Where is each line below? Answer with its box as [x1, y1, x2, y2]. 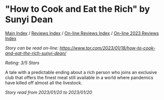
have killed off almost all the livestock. [5, 80, 83, 86]
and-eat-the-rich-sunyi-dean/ [5, 50, 66, 56]
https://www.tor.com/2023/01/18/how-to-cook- [59, 45, 156, 51]
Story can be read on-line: [5, 45, 59, 51]
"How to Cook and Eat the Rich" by [5, 3, 150, 15]
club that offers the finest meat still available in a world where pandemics [5, 74, 154, 80]
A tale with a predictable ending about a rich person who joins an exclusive [5, 69, 158, 75]
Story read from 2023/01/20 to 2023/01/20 [5, 89, 92, 95]
